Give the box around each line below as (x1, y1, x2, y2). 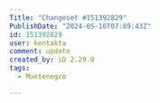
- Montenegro (17, 72, 67, 81)
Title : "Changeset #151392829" (9, 13, 127, 23)
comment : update (9, 47, 71, 56)
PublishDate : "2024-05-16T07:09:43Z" (9, 22, 152, 31)
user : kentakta (9, 38, 67, 48)
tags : (9, 64, 30, 73)
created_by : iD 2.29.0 (9, 55, 95, 64)
